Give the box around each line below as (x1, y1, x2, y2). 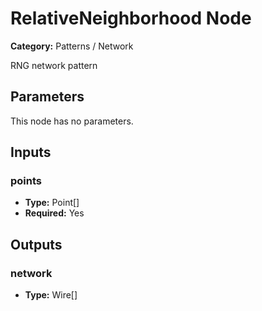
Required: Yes (24, 207, 85, 219)
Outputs (10, 236, 63, 253)
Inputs (10, 144, 52, 161)
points (10, 174, 42, 188)
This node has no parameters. (10, 115, 134, 127)
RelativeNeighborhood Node (10, 7, 252, 30)
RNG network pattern (10, 59, 98, 71)
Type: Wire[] (24, 289, 78, 301)
